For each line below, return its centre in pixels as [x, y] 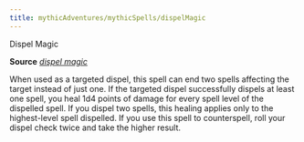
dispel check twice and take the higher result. [95, 127]
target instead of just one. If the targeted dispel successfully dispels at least [152, 88]
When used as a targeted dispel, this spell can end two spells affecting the [149, 79]
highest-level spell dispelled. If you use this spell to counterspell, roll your [147, 117]
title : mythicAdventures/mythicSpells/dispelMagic [108, 18]
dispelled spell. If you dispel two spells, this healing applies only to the [142, 108]
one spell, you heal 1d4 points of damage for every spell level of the [137, 98]
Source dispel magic [49, 61]
